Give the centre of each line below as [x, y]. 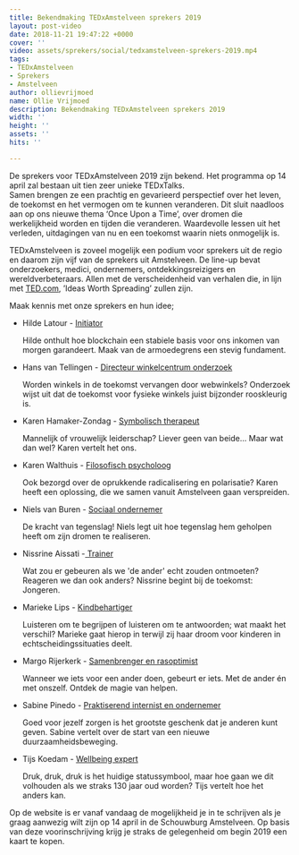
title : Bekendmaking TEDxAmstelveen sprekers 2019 [105, 17]
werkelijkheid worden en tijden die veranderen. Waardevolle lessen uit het [145, 223]
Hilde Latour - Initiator [62, 322]
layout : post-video [46, 26]
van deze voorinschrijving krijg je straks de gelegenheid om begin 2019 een [148, 831]
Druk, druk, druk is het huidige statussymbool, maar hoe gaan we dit [148, 776]
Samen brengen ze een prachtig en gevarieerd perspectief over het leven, [145, 194]
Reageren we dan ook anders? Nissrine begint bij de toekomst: [137, 580]
